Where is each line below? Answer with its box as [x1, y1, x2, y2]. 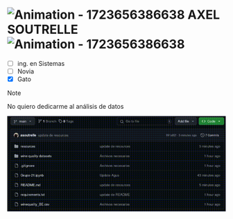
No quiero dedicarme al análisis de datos [7, 103, 124, 111]
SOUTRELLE [7, 21, 78, 37]
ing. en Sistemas [17, 59, 65, 67]
